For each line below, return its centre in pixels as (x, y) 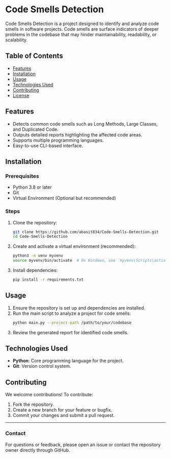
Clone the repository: (35, 222)
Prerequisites (22, 176)
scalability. (17, 40)
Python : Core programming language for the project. (68, 361)
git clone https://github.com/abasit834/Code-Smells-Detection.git (85, 232)
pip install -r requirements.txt (48, 280)
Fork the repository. (33, 404)
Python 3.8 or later (32, 187)
